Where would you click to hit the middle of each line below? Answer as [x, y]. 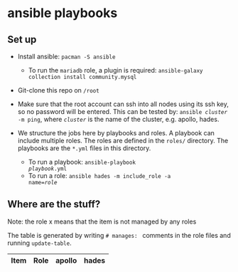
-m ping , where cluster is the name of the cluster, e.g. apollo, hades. [118, 119]
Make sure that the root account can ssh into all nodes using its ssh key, [123, 104]
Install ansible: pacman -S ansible [66, 56]
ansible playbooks [63, 13]
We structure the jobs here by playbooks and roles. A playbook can [116, 133]
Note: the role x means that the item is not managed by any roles [102, 221]
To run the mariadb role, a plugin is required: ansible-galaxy [115, 70]
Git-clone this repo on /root [58, 90]
